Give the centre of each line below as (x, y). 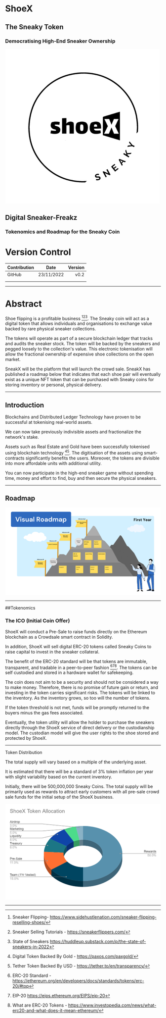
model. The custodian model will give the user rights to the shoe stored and (82, 733)
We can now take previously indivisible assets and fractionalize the (73, 432)
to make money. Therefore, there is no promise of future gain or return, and (82, 687)
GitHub (14, 274)
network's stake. (22, 437)
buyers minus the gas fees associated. (44, 713)
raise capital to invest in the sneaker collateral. (52, 652)
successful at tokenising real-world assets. (49, 422)
